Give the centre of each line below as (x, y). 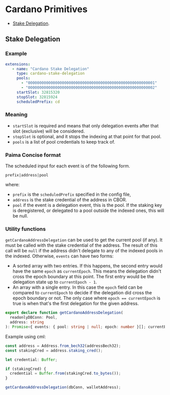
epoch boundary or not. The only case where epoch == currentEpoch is (87, 298)
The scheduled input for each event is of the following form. (68, 166)
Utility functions (26, 229)
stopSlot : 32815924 (37, 97)
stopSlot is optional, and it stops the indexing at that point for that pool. (87, 136)
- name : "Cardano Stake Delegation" (51, 69)
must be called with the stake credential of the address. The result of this (81, 245)
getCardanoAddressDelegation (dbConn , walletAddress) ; (63, 387)
